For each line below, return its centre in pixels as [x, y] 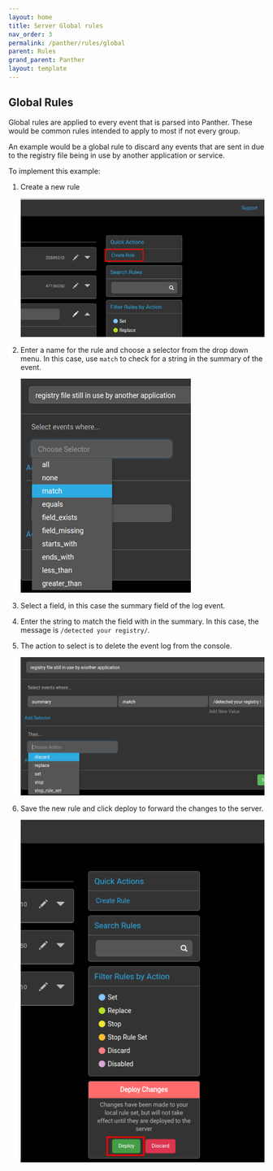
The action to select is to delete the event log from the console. [126, 646]
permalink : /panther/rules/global [67, 43]
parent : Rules [32, 52]
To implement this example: [54, 171]
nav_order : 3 [30, 34]
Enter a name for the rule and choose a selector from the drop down [134, 350]
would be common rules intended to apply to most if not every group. [125, 131]
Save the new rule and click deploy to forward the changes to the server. [142, 808]
